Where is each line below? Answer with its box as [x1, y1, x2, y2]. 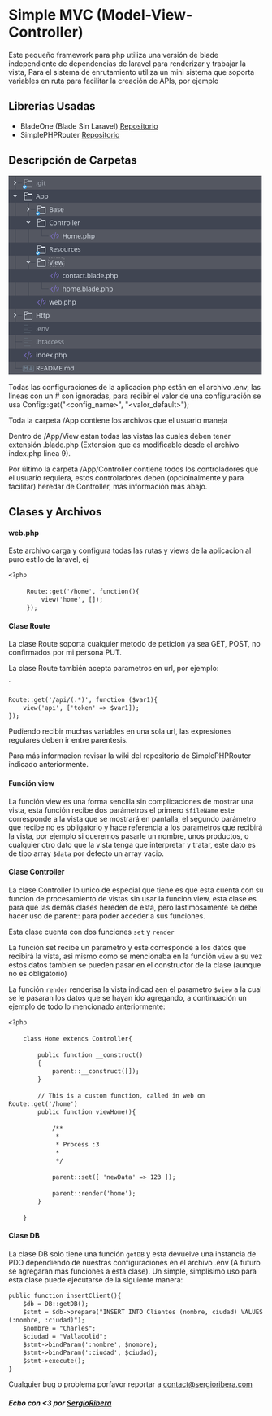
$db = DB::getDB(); [23, 1300, 89, 1308]
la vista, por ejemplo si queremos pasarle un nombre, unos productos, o [8, 831, 249, 840]
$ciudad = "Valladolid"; [23, 1332, 107, 1340]
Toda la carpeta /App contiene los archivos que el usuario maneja [8, 415, 228, 425]
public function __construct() [37, 1050, 144, 1059]
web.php [8, 528, 39, 537]
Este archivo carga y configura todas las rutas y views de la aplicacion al [8, 546, 252, 555]
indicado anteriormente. [8, 760, 89, 769]
